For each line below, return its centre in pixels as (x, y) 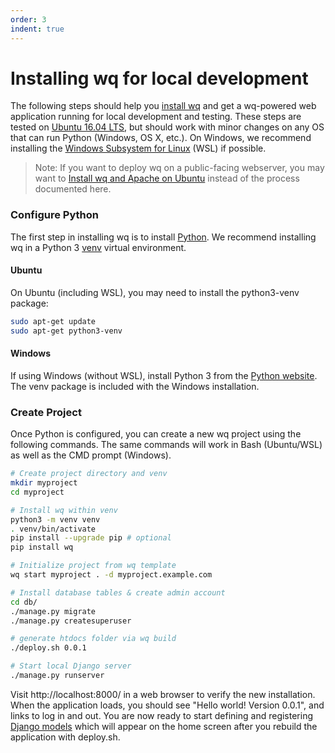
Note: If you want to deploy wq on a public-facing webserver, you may (179, 168)
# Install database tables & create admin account (118, 592)
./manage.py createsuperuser (71, 621)
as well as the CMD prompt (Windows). (91, 455)
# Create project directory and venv (89, 474)
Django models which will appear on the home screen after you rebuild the (164, 726)
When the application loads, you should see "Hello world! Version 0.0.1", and (167, 705)
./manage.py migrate (53, 611)
